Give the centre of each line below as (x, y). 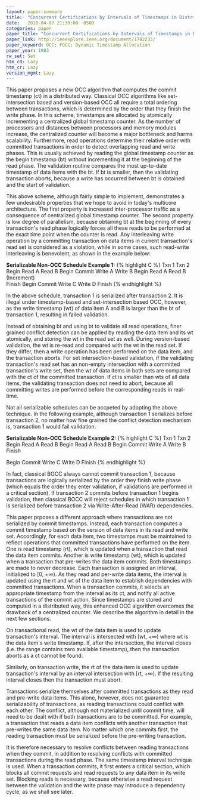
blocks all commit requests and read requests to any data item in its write (96, 773)
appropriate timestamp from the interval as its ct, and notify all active (91, 593)
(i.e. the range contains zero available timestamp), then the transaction (93, 649)
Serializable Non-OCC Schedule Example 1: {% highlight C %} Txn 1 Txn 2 (98, 265)
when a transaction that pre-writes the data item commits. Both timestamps (99, 562)
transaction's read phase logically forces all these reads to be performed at (99, 228)
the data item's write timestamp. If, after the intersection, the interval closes (99, 643)
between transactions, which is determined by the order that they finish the (99, 109)
